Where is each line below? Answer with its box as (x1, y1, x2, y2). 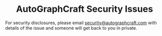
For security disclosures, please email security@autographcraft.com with (5, 20, 157, 26)
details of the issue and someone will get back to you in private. (5, 25, 137, 31)
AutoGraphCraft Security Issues (16, 3, 153, 15)
